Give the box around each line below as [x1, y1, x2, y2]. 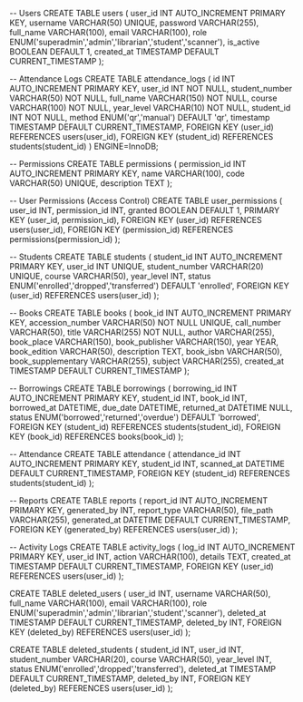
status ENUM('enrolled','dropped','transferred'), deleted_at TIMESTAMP [9, 664, 277, 674]
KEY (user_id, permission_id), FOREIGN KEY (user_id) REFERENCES [9, 215, 262, 225]
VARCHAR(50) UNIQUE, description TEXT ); [9, 178, 173, 189]
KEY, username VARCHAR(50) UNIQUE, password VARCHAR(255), [9, 17, 259, 28]
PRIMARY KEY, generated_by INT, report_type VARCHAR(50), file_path [9, 505, 274, 515]
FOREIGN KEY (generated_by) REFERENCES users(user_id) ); [9, 524, 239, 534]
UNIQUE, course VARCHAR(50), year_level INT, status [9, 271, 211, 281]
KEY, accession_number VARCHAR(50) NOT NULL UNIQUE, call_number [9, 317, 281, 327]
